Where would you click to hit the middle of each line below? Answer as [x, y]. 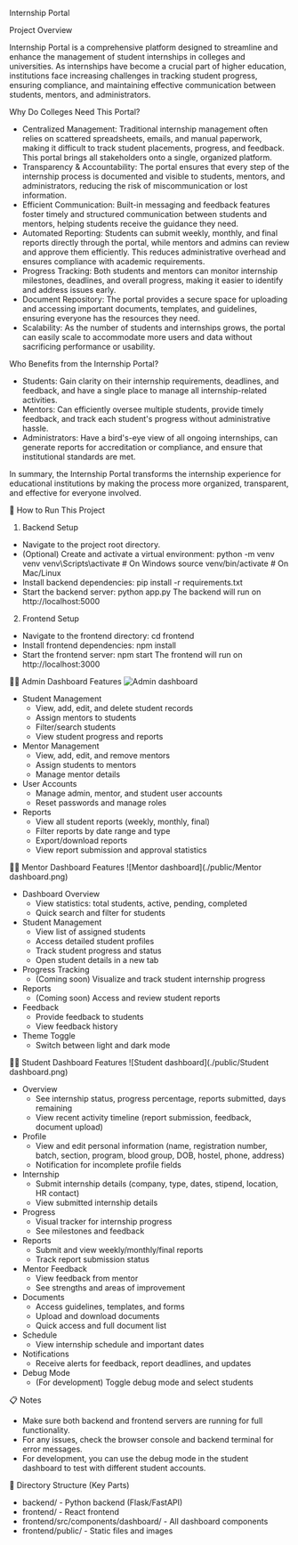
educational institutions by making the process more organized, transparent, [149, 483]
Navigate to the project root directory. [91, 545]
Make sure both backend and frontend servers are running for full [142, 1420]
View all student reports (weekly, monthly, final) [123, 821]
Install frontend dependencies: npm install [99, 645]
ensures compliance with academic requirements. [113, 261]
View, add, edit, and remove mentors [103, 755]
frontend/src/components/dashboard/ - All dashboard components [145, 1521]
